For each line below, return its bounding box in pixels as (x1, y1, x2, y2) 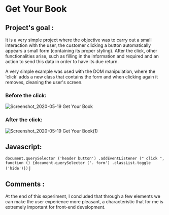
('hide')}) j (5, 165, 30, 171)
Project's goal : (5, 23, 54, 32)
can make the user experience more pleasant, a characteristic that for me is (5, 199, 163, 205)
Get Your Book (5, 3, 67, 15)
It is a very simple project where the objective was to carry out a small (5, 37, 152, 43)
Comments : (5, 179, 45, 189)
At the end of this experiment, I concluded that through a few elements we (5, 193, 161, 199)
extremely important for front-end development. (5, 204, 106, 210)
